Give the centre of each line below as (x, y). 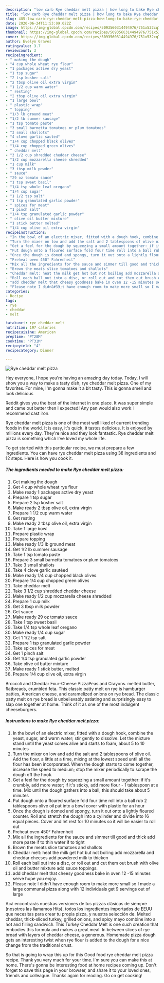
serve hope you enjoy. (35, 879)
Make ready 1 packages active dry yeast (53, 492)
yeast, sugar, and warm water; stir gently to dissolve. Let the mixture (81, 738)
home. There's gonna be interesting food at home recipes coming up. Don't (81, 965)
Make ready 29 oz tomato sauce (45, 617)
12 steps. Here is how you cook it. (39, 458)
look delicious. (20, 394)
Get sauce (23, 612)
